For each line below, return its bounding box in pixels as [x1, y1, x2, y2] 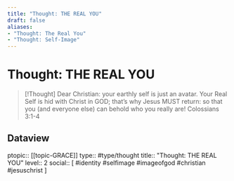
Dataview [7, 133, 50, 145]
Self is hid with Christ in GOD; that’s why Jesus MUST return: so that [24, 98, 223, 106]
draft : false [7, 17, 46, 24]
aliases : [7, 23, 33, 30]
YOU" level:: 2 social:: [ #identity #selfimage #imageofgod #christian [7, 159, 206, 167]
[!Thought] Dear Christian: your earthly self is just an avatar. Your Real [24, 90, 228, 98]
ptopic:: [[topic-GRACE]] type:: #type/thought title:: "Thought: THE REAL [7, 151, 217, 159]
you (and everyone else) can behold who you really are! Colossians [24, 105, 219, 113]
